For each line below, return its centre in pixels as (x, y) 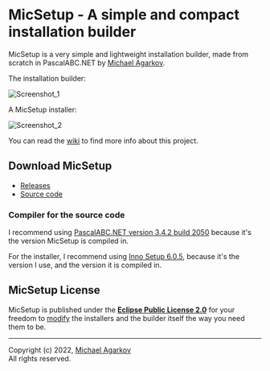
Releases (35, 185)
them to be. (27, 327)
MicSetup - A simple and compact (124, 15)
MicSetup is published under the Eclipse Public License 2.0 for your (122, 309)
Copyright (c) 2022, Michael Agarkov (70, 350)
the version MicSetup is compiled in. (69, 241)
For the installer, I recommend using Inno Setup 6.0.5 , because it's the (124, 257)
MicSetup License (54, 290)
